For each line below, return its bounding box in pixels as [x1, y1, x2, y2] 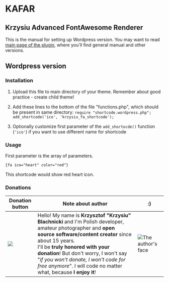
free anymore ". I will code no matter [37, 262, 122, 269]
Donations [5, 184, 31, 191]
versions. [5, 48, 24, 53]
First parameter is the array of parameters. [5, 153, 94, 159]
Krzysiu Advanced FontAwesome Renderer [5, 23, 143, 32]
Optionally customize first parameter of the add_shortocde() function [12, 123, 155, 129]
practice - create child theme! [12, 94, 74, 100]
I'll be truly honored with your [37, 244, 110, 251]
